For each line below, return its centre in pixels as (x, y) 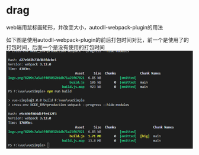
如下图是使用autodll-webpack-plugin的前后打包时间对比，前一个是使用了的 (98, 39)
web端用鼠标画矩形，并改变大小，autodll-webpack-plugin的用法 (85, 27)
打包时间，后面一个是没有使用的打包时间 (55, 47)
